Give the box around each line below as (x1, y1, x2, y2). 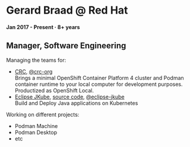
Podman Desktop (14, 129, 58, 136)
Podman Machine (14, 122, 58, 129)
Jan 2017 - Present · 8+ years (6, 23, 80, 30)
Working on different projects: (6, 111, 80, 118)
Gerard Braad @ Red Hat (6, 4, 128, 17)
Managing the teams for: (6, 56, 66, 63)
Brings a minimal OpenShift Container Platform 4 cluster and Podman (14, 74, 184, 81)
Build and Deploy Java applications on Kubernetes (14, 99, 138, 107)
